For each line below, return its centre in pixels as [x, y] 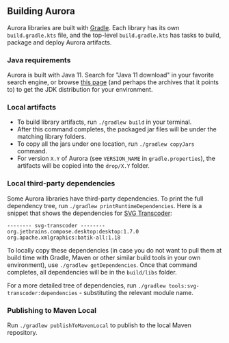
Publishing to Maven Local [52, 310]
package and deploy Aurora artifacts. [59, 42]
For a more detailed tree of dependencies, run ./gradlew [86, 285]
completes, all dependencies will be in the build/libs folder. [92, 272]
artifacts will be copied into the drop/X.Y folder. [83, 166]
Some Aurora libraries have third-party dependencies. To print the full [105, 199]
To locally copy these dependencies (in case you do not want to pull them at [114, 250]
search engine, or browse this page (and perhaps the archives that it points [113, 82]
